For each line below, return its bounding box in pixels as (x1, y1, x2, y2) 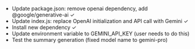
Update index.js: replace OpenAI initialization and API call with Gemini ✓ (11, 18, 188, 24)
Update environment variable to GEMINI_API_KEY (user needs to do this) (11, 30, 190, 37)
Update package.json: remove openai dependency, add (11, 5, 148, 12)
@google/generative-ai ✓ (11, 11, 75, 18)
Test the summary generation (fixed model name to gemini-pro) (11, 37, 168, 43)
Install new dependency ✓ (11, 24, 77, 31)
